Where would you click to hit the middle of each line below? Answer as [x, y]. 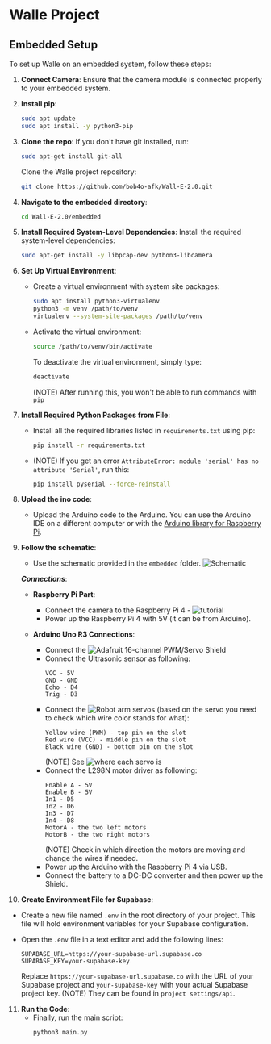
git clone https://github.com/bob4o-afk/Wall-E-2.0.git [117, 186]
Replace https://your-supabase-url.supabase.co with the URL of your [137, 976]
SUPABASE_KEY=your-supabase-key [75, 962]
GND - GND [61, 681]
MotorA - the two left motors [96, 828]
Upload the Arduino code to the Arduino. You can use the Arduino [142, 515]
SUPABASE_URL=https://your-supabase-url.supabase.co [111, 954]
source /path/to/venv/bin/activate [92, 346]
